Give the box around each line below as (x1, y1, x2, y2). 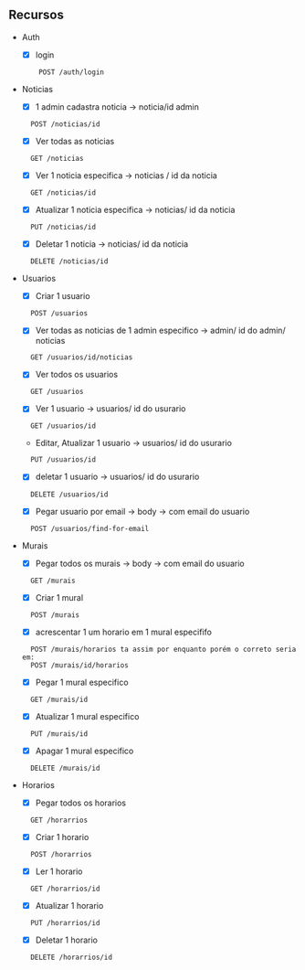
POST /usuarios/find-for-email (30, 524, 150, 533)
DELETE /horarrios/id (30, 953, 113, 963)
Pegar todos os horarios (35, 797, 127, 808)
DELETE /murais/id (30, 763, 100, 773)
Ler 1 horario (35, 866, 83, 877)
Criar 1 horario (35, 832, 89, 842)
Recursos (8, 7, 65, 23)
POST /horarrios (30, 850, 92, 859)
